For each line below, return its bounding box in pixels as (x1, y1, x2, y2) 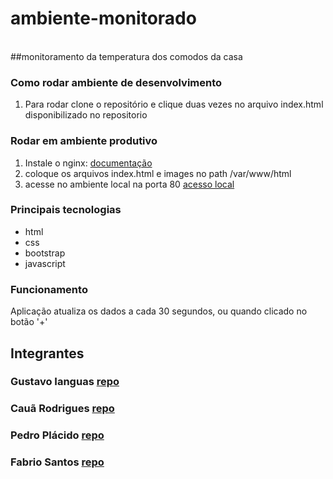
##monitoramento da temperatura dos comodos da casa (10, 50, 243, 62)
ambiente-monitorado (10, 7, 197, 30)
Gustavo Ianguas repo (10, 375, 120, 389)
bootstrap (24, 247, 66, 259)
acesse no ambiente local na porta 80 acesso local (24, 178, 235, 190)
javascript (24, 257, 66, 269)
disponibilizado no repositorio (24, 109, 148, 121)
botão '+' (10, 316, 48, 328)
